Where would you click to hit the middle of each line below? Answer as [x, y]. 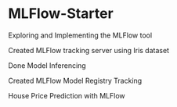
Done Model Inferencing [47, 65]
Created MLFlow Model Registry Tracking [75, 80]
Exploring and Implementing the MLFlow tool [80, 35]
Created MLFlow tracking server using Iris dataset [89, 50]
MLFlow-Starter [61, 14]
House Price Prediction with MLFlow [67, 95]
